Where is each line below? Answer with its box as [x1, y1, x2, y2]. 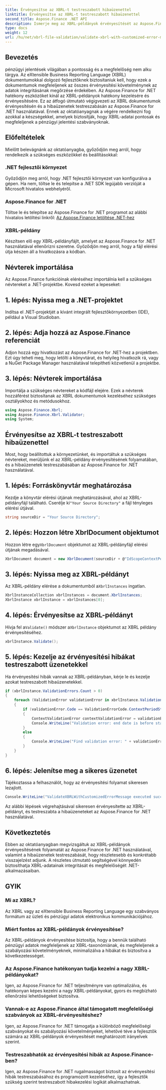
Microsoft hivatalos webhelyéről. [5, 186, 72, 192]
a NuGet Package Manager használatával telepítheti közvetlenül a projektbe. [5, 360, 161, 366]
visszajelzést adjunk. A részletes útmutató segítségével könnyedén [5, 857, 142, 863]
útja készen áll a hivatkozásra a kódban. [5, 248, 86, 255]
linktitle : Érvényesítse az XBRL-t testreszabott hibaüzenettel [5, 12, 140, 17]
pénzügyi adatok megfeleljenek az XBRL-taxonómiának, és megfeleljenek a [5, 942, 158, 948]
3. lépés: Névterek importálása [5, 374, 102, 383]
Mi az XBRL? [5, 897, 36, 904]
